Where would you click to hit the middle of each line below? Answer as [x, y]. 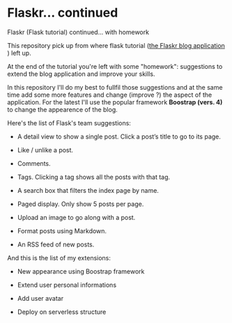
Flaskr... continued [63, 13]
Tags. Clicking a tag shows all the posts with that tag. [94, 177]
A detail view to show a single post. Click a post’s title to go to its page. [119, 136]
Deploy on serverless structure [62, 312]
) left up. [19, 53]
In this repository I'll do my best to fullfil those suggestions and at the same [115, 87]
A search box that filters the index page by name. [88, 190]
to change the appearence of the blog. [63, 109]
